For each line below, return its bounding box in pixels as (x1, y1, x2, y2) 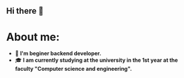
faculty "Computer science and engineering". (14, 65, 132, 73)
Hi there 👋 (6, 6, 44, 16)
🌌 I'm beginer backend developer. (14, 50, 102, 57)
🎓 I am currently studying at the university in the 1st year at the (14, 56, 179, 64)
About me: (6, 30, 60, 44)
